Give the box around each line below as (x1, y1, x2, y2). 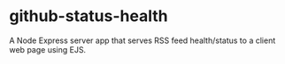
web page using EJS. (9, 44, 87, 54)
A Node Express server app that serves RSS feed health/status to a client (9, 35, 276, 46)
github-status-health (9, 6, 168, 26)
